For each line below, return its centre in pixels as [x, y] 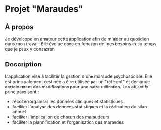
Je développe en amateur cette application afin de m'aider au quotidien [77, 39]
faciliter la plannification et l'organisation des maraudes [68, 122]
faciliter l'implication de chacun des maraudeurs [61, 117]
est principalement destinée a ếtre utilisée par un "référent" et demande [78, 81]
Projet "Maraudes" [44, 9]
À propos [19, 27]
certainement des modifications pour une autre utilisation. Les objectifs [77, 87]
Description [23, 65]
